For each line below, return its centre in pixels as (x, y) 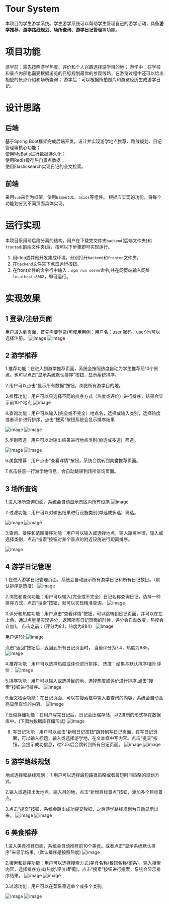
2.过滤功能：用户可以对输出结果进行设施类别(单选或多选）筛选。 (72, 513)
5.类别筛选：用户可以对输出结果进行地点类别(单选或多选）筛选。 (72, 440)
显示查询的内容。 (27, 704)
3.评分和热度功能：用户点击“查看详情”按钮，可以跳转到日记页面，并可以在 (82, 614)
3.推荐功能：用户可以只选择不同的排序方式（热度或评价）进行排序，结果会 (82, 396)
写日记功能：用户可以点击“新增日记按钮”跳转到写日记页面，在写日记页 (85, 732)
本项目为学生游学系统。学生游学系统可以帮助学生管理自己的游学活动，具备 (82, 23)
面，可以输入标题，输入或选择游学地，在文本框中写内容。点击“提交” (83, 738)
